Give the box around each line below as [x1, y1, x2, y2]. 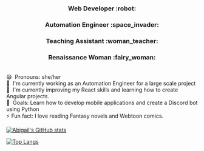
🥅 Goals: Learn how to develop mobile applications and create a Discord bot [6, 99, 198, 107]
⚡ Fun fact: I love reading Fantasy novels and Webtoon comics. [6, 112, 164, 119]
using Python [6, 106, 39, 113]
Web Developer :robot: [67, 4, 137, 13]
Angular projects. [6, 93, 50, 100]
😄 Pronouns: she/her [6, 73, 62, 81]
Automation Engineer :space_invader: [45, 20, 159, 29]
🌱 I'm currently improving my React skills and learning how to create [6, 86, 178, 93]
